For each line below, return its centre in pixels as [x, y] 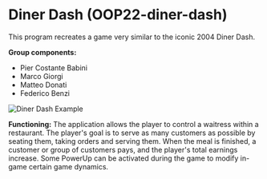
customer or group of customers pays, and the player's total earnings [123, 149]
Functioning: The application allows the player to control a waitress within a [133, 124]
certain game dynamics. [69, 166]
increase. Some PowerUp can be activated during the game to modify [123, 158]
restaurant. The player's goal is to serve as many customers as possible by [132, 133]
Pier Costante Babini [54, 68]
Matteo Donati [43, 85]
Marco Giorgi [41, 76]
